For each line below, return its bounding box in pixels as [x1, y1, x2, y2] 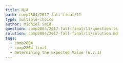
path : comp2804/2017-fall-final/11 [5, 12, 81, 17]
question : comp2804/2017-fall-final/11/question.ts [5, 26, 118, 31]
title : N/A [5, 7, 29, 13]
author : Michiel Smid [5, 21, 52, 27]
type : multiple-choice [5, 17, 54, 22]
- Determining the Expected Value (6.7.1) [10, 50, 102, 55]
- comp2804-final [10, 45, 47, 50]
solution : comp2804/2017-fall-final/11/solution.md [5, 31, 118, 36]
